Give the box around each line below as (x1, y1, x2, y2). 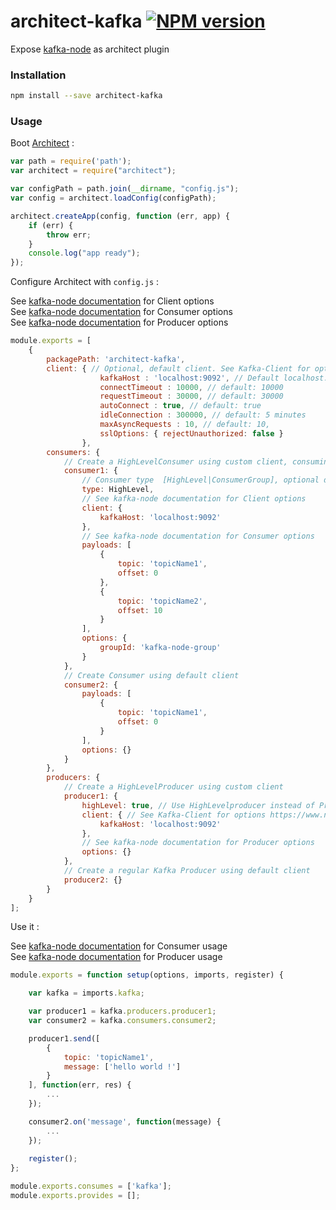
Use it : (10, 921, 40, 933)
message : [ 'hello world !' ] (63, 1061, 182, 1072)
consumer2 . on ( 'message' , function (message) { (28, 1116, 222, 1127)
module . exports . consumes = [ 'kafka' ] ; (10, 1181, 172, 1192)
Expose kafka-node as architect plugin (10, 43, 170, 55)
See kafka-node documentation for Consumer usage (10, 940, 228, 952)
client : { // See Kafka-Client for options (81, 810, 267, 820)
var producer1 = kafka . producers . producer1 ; (28, 1006, 217, 1017)
